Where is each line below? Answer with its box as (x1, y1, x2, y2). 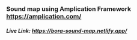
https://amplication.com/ (6, 12, 82, 20)
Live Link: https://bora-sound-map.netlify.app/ (6, 27, 127, 34)
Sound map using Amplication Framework (6, 5, 132, 13)
